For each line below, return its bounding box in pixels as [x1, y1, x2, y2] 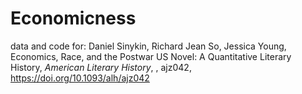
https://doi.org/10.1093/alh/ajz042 [10, 72, 150, 84]
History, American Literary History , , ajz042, [10, 61, 192, 73]
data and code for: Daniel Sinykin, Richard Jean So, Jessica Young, [10, 40, 287, 52]
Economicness [10, 7, 137, 30]
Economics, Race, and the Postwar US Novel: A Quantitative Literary [10, 50, 292, 62]
